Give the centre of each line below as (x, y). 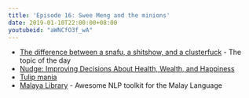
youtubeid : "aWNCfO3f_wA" (50, 30)
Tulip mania (38, 77)
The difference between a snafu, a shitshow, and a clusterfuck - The (130, 53)
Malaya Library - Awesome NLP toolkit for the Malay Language (121, 85)
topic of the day (45, 60)
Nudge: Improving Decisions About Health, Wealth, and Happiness (127, 69)
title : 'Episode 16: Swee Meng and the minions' (89, 15)
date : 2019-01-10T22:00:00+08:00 (63, 23)
